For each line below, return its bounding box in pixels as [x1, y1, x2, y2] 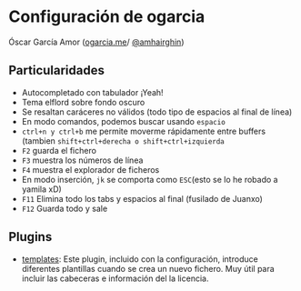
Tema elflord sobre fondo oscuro [21, 96, 145, 107]
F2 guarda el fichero [21, 145, 97, 156]
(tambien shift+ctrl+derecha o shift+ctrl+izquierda [21, 135, 225, 146]
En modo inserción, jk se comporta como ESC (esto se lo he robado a [21, 174, 278, 185]
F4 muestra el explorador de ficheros [21, 164, 160, 175]
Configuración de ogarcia [8, 6, 206, 27]
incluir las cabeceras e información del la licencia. [21, 273, 209, 284]
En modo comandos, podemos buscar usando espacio [21, 115, 226, 126]
